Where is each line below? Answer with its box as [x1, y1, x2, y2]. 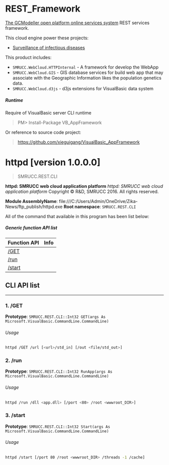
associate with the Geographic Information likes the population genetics [12, 75, 162, 81]
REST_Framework [5, 3, 80, 15]
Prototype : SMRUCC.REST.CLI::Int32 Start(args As [5, 423, 111, 429]
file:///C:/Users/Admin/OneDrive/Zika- [58, 198, 138, 204]
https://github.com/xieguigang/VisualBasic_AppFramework [17, 139, 140, 145]
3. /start [5, 412, 26, 419]
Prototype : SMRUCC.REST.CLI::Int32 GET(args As [5, 313, 106, 319]
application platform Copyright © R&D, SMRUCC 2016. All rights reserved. [5, 188, 159, 194]
